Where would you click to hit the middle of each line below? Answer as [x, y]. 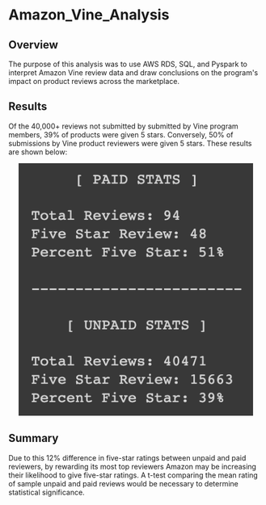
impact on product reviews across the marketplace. [94, 81]
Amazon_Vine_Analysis [89, 15]
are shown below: [38, 152]
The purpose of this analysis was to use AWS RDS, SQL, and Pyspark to [128, 64]
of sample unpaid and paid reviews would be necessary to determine [123, 483]
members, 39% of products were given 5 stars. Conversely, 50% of [121, 134]
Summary [34, 438]
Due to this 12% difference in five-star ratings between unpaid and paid [127, 457]
